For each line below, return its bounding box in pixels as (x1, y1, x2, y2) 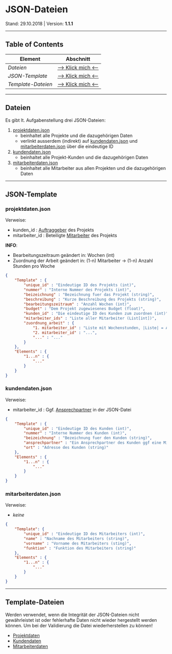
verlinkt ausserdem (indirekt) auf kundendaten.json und (20, 138, 138, 144)
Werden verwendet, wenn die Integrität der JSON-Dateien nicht (5, 612, 139, 618)
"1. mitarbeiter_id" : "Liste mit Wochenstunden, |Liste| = (32, 325, 164, 331)
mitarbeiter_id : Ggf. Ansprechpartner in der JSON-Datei (12, 406, 132, 412)
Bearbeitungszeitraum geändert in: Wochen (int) (12, 252, 115, 258)
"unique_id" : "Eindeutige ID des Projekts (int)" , (24, 282, 137, 288)
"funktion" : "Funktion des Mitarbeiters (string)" (24, 546, 137, 551)
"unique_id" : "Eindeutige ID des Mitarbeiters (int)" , (24, 531, 145, 537)
